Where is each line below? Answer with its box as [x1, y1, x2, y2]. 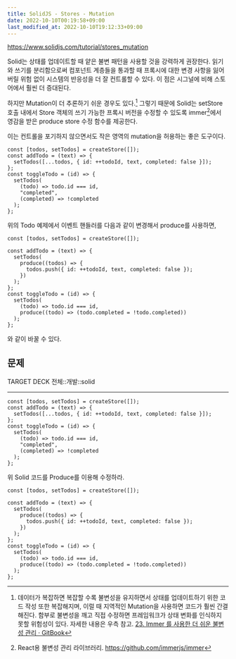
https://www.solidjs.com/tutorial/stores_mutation [7, 43, 149, 51]
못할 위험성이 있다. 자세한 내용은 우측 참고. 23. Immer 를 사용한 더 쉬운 [17, 620, 211, 628]
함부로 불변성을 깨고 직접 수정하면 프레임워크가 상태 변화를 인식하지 [38, 610, 223, 619]
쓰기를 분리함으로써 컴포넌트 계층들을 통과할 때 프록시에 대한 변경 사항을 [14, 66, 212, 75]
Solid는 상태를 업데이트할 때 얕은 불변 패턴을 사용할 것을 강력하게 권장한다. [7, 57, 211, 66]
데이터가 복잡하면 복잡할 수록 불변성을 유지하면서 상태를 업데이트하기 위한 [17, 593, 219, 601]
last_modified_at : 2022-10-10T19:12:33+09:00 [7, 23, 143, 30]
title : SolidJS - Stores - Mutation [7, 10, 114, 18]
